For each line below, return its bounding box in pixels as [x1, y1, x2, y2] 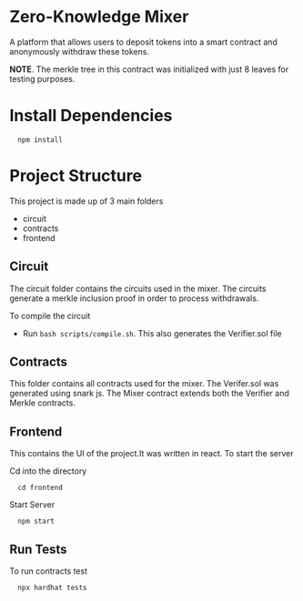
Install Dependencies [9, 105, 173, 126]
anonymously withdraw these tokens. [9, 45, 150, 56]
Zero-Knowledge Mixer [9, 6, 189, 27]
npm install [17, 135, 64, 145]
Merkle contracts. [9, 397, 76, 408]
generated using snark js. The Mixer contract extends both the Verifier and [9, 388, 289, 399]
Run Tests [9, 541, 67, 556]
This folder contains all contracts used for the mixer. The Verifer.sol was [9, 378, 279, 389]
